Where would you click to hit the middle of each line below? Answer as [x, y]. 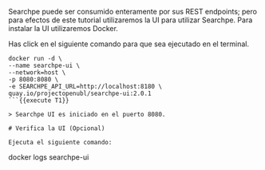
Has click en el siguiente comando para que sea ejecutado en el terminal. [129, 44]
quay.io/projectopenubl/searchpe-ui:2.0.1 [80, 93]
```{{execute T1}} [39, 101]
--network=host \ [37, 73]
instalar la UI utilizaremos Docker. [63, 28]
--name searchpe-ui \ [44, 65]
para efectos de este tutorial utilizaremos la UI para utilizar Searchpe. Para [131, 20]
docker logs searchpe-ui [49, 157]
